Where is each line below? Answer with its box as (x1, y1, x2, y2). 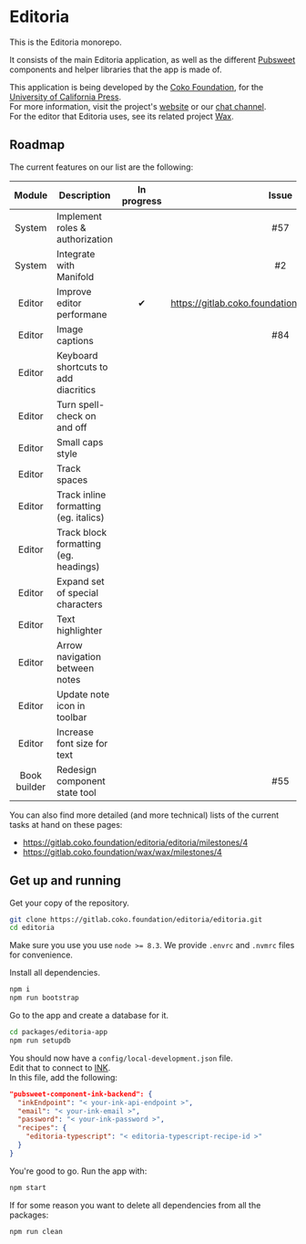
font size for (56, 737, 108, 749)
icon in (56, 699, 86, 712)
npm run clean (9, 1227, 64, 1236)
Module (14, 189, 48, 202)
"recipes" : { (17, 1124, 67, 1133)
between (56, 662, 95, 674)
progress (121, 194, 162, 207)
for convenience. (9, 949, 73, 960)
